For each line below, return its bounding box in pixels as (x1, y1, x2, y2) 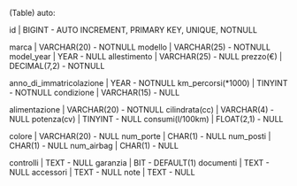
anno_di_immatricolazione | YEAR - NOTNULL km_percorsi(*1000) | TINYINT (9, 78, 288, 88)
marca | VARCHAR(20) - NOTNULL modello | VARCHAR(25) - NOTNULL (9, 42, 271, 52)
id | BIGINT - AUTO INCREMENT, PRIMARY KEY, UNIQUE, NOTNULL (9, 25, 258, 35)
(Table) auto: (9, 8, 56, 18)
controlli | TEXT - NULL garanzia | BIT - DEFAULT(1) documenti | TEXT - (9, 158, 270, 167)
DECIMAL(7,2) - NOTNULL (9, 61, 105, 71)
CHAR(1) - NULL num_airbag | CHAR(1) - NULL (9, 141, 179, 151)
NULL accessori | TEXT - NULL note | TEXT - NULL (9, 167, 196, 177)
